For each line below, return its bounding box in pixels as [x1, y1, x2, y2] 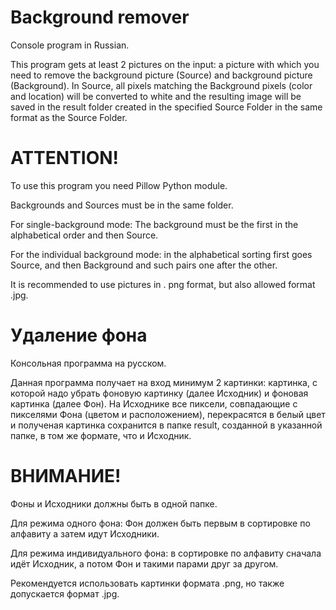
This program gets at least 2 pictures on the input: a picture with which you [10, 58, 320, 70]
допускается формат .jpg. [10, 587, 120, 600]
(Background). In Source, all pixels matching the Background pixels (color [10, 79, 313, 91]
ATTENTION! [10, 147, 120, 170]
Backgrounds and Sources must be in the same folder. [10, 199, 234, 211]
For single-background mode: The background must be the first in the [10, 218, 299, 230]
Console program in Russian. [10, 39, 130, 51]
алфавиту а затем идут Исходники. [10, 527, 160, 540]
